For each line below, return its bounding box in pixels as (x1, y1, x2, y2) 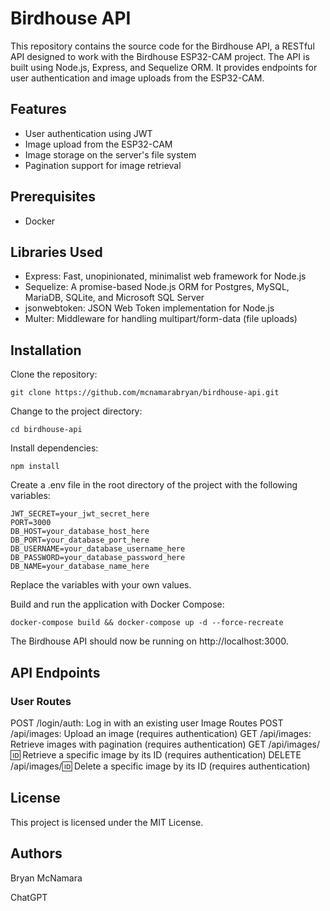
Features (10, 101, 67, 118)
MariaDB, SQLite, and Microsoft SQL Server (24, 292, 205, 304)
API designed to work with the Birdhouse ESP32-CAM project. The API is (10, 50, 310, 62)
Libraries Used (10, 243, 103, 261)
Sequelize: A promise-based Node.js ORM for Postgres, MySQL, (24, 281, 290, 293)
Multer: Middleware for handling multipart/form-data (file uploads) (24, 313, 298, 325)
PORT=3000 (10, 518, 52, 528)
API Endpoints (10, 664, 101, 681)
